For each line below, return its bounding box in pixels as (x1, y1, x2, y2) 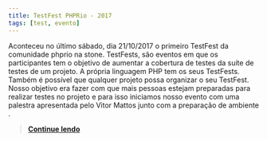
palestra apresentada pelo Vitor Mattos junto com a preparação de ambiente (8, 100, 260, 110)
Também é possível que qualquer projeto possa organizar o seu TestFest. (8, 75, 249, 84)
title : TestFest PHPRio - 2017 (8, 11, 112, 20)
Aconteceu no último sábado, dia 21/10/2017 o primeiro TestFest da (8, 41, 229, 50)
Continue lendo (27, 124, 80, 134)
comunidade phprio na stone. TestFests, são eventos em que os (8, 49, 218, 59)
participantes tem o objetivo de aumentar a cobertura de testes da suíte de (8, 57, 254, 68)
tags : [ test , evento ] (8, 19, 80, 27)
